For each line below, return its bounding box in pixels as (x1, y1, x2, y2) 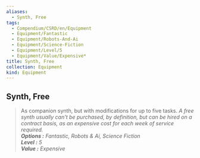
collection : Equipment (6, 64, 62, 70)
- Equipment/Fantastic (11, 31, 68, 37)
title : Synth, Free (6, 58, 55, 64)
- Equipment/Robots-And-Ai (11, 36, 79, 42)
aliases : (6, 8, 28, 15)
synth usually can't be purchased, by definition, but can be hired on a (20, 113, 192, 121)
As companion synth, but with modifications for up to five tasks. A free (20, 108, 194, 115)
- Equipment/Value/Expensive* (11, 53, 86, 59)
